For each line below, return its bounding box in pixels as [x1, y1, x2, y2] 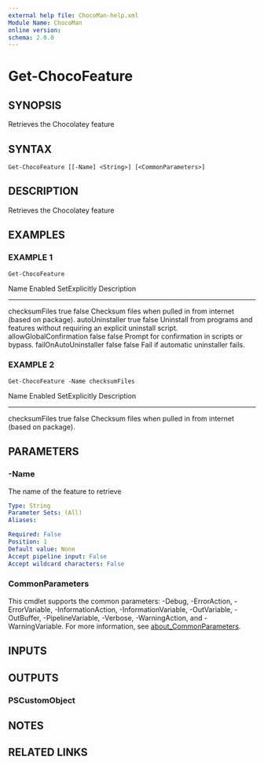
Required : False [8, 531, 61, 539]
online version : [8, 26, 61, 34]
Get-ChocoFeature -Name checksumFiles [8, 377, 135, 385]
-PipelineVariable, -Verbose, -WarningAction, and [42, 613, 203, 622]
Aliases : [8, 517, 37, 525]
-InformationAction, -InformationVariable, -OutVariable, [54, 604, 233, 614]
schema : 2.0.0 [8, 33, 55, 42]
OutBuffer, [8, 613, 42, 622]
